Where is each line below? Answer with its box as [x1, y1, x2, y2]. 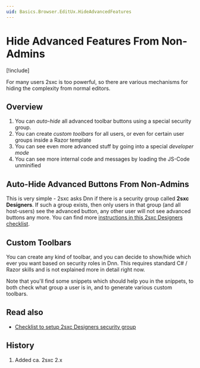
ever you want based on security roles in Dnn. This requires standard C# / [6, 260, 187, 267]
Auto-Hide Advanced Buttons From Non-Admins [6, 179, 189, 189]
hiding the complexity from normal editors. [6, 85, 111, 92]
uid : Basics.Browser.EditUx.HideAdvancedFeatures [6, 8, 132, 15]
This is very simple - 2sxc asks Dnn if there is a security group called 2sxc [6, 195, 189, 202]
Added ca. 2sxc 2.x [14, 356, 62, 363]
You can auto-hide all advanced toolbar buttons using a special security [14, 117, 192, 125]
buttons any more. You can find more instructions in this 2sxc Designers [6, 214, 183, 221]
